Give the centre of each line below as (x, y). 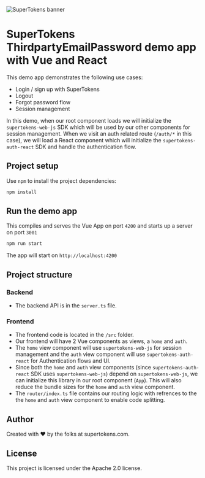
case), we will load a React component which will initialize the (84, 140)
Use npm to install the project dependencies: (61, 180)
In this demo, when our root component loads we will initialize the (89, 120)
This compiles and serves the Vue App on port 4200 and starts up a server (99, 226)
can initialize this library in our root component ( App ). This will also (98, 380)
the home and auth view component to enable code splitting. (90, 400)
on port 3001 (22, 233)
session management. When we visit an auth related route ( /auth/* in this (99, 133)
